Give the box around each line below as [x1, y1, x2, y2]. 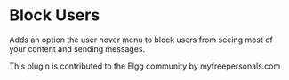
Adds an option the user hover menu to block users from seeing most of [9, 34, 274, 45]
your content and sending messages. [9, 43, 145, 54]
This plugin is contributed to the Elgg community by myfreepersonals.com [9, 61, 281, 71]
